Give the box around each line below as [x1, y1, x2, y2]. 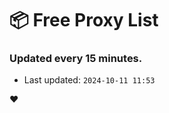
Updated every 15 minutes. [9, 52, 143, 66]
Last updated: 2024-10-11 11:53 [23, 74, 156, 86]
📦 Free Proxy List [9, 9, 159, 32]
